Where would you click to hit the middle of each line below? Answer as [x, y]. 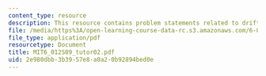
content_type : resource [47, 15]
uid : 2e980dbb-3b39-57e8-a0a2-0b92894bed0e [81, 60]
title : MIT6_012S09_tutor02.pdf [61, 52]
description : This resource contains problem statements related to [123, 23]
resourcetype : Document [47, 45]
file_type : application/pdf [55, 38]
